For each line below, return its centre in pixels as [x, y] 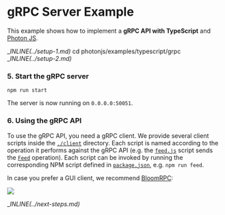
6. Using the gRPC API [44, 121]
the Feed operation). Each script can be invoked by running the [95, 157]
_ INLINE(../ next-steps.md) [44, 204]
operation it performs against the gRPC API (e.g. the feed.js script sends [110, 150]
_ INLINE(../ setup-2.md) [39, 58]
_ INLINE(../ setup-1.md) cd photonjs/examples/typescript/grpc [94, 51]
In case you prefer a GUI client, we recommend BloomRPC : [90, 177]
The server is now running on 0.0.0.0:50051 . [70, 103]
